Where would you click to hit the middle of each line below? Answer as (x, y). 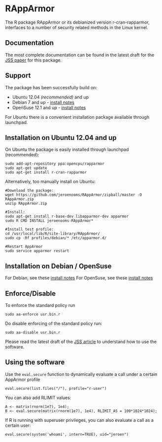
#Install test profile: (30, 230)
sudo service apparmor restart (37, 251)
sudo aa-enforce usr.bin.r (33, 314)
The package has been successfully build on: (51, 87)
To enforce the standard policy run (40, 305)
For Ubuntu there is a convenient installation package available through (77, 117)
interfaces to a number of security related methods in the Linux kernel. (77, 27)
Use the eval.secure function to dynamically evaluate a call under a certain (81, 374)
